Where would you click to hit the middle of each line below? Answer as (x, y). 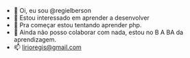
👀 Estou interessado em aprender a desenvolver (81, 18)
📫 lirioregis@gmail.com (48, 47)
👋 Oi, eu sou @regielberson (52, 11)
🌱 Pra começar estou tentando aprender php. (78, 25)
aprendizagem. (35, 40)
